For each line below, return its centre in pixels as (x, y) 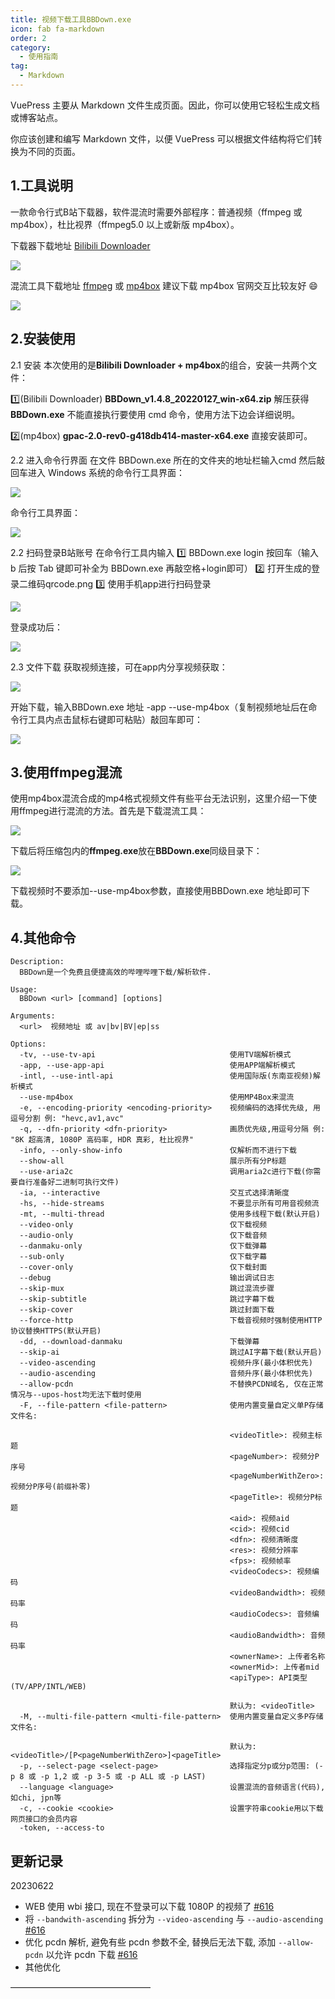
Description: (37, 962)
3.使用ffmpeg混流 (66, 772)
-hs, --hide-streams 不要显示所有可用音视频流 (169, 1204)
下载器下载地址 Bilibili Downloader (80, 245)
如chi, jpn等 (36, 1798)
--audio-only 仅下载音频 (143, 1236)
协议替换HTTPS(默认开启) (56, 1331)
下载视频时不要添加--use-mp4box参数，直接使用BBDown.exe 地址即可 (156, 891)
